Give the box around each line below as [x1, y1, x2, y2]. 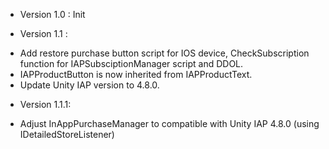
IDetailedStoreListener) [19, 129, 115, 140]
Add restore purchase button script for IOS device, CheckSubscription [19, 47, 310, 59]
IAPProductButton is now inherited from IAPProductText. [19, 69, 253, 80]
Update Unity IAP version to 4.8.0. [19, 79, 160, 91]
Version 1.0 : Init [19, 9, 86, 20]
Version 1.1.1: [19, 99, 72, 110]
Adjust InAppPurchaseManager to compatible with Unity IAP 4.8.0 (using [19, 118, 320, 129]
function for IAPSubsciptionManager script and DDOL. [19, 58, 244, 69]
